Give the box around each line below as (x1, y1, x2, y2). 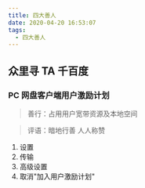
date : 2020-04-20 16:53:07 (8, 19, 96, 27)
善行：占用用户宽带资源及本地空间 (27, 109, 138, 118)
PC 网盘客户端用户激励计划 (8, 89, 110, 100)
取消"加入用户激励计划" (19, 172, 96, 181)
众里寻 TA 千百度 (8, 64, 89, 78)
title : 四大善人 (8, 11, 56, 20)
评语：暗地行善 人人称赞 (27, 125, 106, 135)
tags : (8, 26, 26, 34)
